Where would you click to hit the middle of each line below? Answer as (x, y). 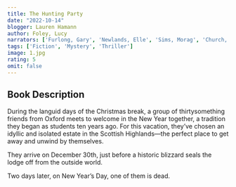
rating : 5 (22, 60)
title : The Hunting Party (45, 14)
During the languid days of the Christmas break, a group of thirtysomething (116, 111)
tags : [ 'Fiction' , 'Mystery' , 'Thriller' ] (70, 46)
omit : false (25, 66)
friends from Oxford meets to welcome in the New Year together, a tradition (117, 119)
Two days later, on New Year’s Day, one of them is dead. (89, 176)
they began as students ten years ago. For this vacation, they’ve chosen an (116, 127)
